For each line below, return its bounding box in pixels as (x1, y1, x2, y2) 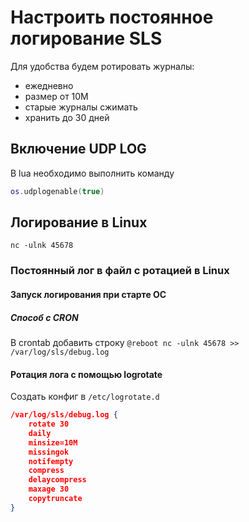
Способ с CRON (10, 311, 79, 323)
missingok (28, 447, 70, 457)
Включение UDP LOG (10, 141, 147, 158)
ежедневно (24, 79, 74, 91)
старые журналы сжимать (24, 101, 138, 113)
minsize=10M (28, 437, 78, 448)
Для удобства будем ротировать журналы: (10, 60, 195, 72)
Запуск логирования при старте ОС (10, 288, 167, 300)
